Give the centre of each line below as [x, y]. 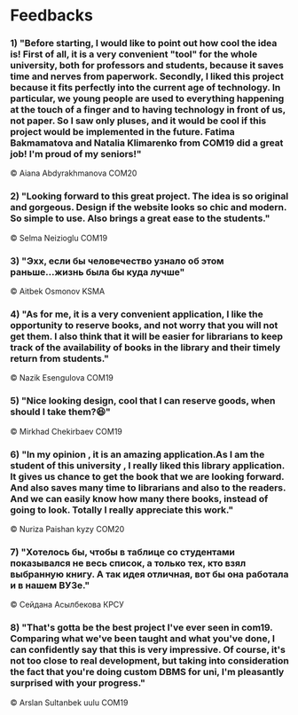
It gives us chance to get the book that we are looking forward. [147, 476]
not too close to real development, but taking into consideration [149, 661]
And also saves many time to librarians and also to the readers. [148, 487]
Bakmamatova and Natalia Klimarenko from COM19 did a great [147, 143]
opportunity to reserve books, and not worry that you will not [144, 325]
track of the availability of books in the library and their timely [145, 347]
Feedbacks [52, 16]
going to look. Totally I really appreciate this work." [122, 509]
